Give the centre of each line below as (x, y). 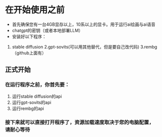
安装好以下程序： (29, 36)
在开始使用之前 (35, 10)
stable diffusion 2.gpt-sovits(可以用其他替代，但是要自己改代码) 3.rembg (85, 47)
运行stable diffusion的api (37, 96)
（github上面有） (29, 53)
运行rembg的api (28, 108)
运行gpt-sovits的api (32, 102)
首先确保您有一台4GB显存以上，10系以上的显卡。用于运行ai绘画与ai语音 (84, 24)
